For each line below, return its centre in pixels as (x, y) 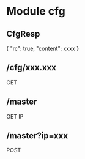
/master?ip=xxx (37, 136)
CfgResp (23, 34)
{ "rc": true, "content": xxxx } (43, 48)
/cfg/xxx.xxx (31, 68)
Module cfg (36, 11)
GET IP (15, 116)
